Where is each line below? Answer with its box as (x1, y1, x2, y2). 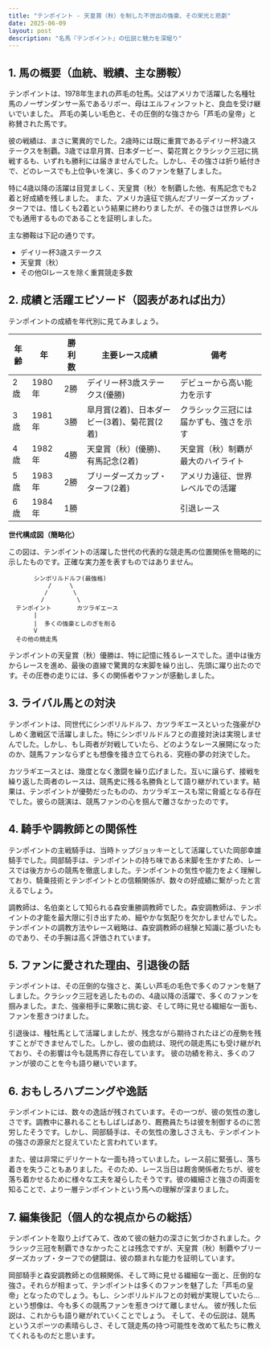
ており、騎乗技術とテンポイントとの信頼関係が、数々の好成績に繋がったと (8, 875, 255, 885)
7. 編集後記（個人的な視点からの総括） (8, 1211, 198, 1224)
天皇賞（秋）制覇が (179, 443, 253, 454)
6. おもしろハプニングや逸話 (8, 1084, 148, 1098)
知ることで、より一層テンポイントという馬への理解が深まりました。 (8, 1185, 233, 1194)
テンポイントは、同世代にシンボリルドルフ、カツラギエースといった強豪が (8, 719, 255, 728)
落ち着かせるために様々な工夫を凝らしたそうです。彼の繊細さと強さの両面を (8, 1174, 261, 1184)
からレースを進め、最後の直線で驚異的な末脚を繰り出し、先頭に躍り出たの (8, 660, 255, 670)
